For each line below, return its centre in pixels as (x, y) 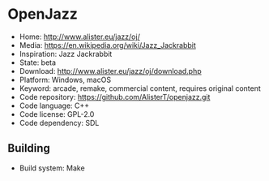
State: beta (38, 62)
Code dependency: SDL (59, 123)
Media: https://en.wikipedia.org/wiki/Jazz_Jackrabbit (107, 45)
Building (29, 148)
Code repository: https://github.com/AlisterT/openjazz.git (115, 97)
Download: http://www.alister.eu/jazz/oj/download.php (110, 71)
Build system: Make (52, 168)
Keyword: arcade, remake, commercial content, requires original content (140, 88)
